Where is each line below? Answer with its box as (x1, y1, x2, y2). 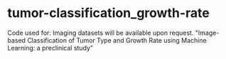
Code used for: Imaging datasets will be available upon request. (7, 28, 194, 37)
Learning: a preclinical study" (7, 43, 94, 52)
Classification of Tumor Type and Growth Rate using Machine (27, 36, 208, 44)
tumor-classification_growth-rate (7, 5, 210, 21)
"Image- (195, 28, 220, 37)
